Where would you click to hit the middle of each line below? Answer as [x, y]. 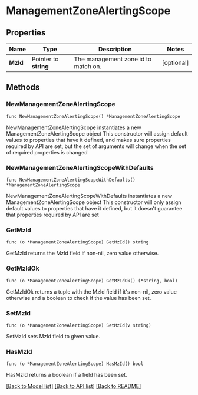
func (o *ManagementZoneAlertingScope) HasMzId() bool [75, 364]
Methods [23, 88]
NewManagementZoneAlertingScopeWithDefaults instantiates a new [89, 196]
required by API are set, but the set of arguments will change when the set [96, 146]
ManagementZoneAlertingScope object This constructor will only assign [94, 202]
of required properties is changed [47, 152]
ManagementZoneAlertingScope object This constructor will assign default [97, 133]
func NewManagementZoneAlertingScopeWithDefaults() [71, 180]
